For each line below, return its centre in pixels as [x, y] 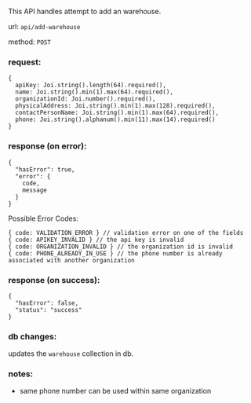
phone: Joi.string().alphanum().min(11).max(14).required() [115, 120]
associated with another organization [71, 260]
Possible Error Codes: [43, 218]
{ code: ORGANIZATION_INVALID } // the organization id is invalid [121, 247]
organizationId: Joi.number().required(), [85, 99]
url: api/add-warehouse [44, 26]
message [35, 190]
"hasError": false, [47, 303]
